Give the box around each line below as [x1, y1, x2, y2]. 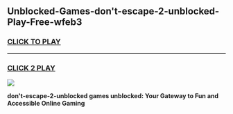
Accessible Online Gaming [7, 99, 85, 107]
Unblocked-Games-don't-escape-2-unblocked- [7, 6, 220, 17]
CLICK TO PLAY [7, 37, 61, 47]
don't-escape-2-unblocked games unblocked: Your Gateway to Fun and [7, 91, 219, 99]
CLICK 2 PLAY [7, 63, 55, 73]
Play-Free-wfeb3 [7, 17, 83, 28]
